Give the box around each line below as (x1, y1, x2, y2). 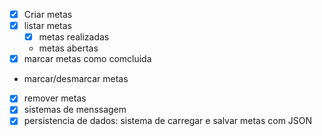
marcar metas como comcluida (23, 53, 152, 65)
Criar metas (23, 9, 73, 20)
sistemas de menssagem (23, 104, 127, 116)
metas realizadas (38, 31, 110, 43)
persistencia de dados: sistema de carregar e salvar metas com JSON (23, 115, 313, 127)
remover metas (23, 92, 87, 104)
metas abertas (38, 42, 99, 54)
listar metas (23, 20, 72, 32)
